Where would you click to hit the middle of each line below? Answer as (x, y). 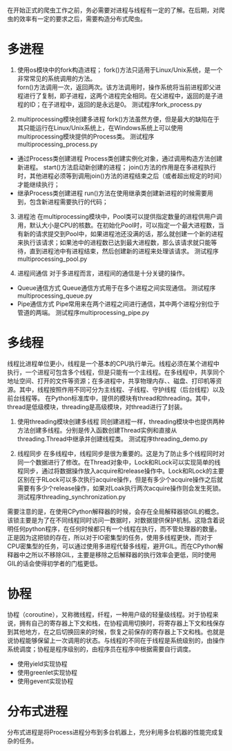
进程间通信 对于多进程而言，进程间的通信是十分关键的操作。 (103, 273)
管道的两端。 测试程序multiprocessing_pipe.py (83, 312)
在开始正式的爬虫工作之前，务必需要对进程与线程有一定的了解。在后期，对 (113, 10)
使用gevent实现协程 (45, 681)
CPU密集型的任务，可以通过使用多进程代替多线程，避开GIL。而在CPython (112, 546)
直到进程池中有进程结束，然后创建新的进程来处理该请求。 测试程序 (124, 251)
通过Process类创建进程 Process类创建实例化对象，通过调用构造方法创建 (120, 159)
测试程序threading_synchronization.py (71, 496)
